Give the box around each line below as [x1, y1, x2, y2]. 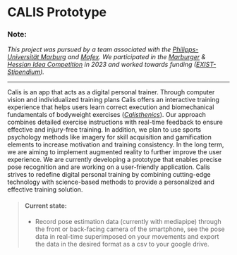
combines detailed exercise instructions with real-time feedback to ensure [7, 118, 224, 127]
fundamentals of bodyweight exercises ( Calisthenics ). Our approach [7, 111, 206, 119]
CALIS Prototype [7, 4, 107, 20]
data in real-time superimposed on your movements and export [35, 232, 219, 240]
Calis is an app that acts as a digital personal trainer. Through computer [7, 88, 215, 97]
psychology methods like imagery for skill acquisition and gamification [7, 133, 212, 142]
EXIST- [196, 61, 217, 69]
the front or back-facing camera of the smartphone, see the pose [35, 225, 225, 233]
